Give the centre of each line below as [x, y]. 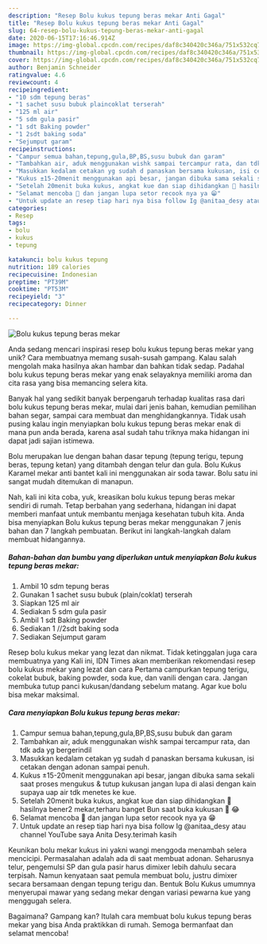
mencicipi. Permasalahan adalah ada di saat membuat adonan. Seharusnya [131, 858]
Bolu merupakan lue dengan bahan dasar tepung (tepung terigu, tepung [126, 456]
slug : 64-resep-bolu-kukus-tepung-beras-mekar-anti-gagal [106, 30]
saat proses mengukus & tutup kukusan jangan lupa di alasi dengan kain [138, 783]
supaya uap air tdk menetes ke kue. [78, 792]
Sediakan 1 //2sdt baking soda [69, 628]
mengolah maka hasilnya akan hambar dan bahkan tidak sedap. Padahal [126, 366]
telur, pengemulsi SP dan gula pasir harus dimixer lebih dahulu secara [122, 867]
